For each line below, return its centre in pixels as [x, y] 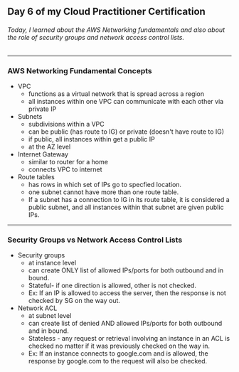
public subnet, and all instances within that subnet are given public [126, 207]
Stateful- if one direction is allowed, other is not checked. [112, 286]
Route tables [36, 176]
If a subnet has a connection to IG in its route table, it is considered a [129, 199]
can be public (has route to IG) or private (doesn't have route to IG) [126, 132]
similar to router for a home [68, 161]
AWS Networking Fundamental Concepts [80, 70]
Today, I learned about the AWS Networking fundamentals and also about [116, 30]
